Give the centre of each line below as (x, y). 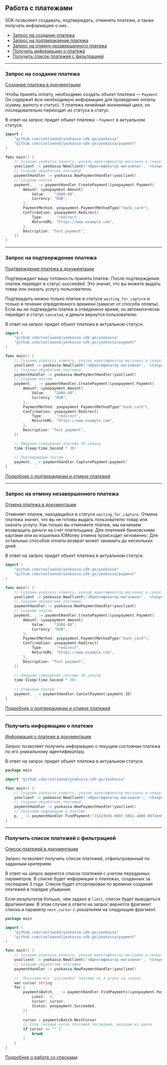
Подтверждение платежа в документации (50, 269)
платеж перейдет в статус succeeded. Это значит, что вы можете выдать (83, 284)
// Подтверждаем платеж (39, 457)
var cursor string (33, 983)
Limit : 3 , (43, 997)
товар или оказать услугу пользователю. (49, 289)
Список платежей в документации (42, 849)
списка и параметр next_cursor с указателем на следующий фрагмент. (81, 910)
